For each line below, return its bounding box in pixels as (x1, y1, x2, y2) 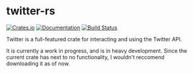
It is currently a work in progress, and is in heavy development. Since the (6, 47, 188, 54)
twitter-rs (6, 4, 55, 18)
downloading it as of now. (6, 60, 71, 67)
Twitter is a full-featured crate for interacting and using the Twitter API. (6, 35, 182, 42)
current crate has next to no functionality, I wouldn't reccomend (6, 53, 165, 60)
